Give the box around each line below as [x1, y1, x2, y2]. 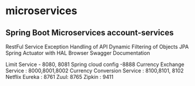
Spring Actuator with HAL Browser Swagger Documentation [5, 49, 150, 57]
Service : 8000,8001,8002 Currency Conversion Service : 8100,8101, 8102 [5, 67, 184, 74]
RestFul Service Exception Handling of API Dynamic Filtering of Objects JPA [5, 43, 189, 50]
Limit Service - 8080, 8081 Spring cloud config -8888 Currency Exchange [5, 61, 184, 68]
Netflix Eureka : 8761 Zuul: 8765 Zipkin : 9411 [5, 74, 114, 80]
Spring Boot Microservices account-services [5, 28, 174, 38]
